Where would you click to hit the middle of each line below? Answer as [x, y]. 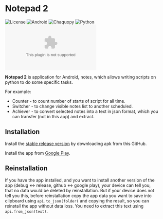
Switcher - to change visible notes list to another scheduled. [72, 106]
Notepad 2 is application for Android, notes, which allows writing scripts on [81, 77]
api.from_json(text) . [27, 211]
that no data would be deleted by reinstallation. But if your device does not [80, 190]
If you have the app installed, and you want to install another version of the [80, 180]
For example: [18, 91]
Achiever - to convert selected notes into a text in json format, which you [85, 111]
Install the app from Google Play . [38, 153]
